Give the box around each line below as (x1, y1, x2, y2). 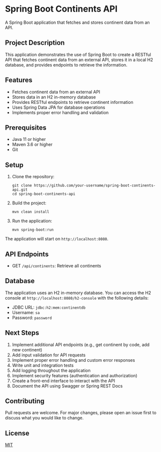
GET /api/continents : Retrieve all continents (12, 263, 101, 268)
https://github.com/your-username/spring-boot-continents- (33, 183, 156, 188)
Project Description (5, 39, 65, 47)
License (5, 429, 30, 437)
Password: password (12, 315, 52, 320)
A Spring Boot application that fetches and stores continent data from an (5, 19, 150, 25)
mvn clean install (12, 210, 49, 215)
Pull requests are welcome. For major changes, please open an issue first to (5, 410, 157, 416)
